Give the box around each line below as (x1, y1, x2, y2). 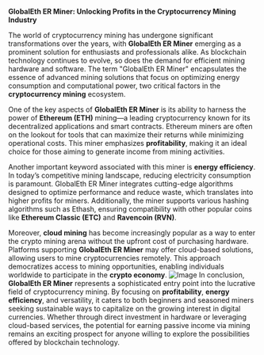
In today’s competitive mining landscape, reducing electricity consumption (8, 170, 251, 180)
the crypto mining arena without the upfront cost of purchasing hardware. (8, 237, 249, 246)
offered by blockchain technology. (8, 338, 121, 347)
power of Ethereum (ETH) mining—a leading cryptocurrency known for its (8, 113, 251, 122)
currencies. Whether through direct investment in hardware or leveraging (8, 312, 247, 322)
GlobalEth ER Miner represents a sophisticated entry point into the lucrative (8, 279, 256, 288)
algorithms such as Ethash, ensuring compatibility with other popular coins (8, 204, 252, 213)
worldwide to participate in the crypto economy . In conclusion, (8, 270, 245, 280)
